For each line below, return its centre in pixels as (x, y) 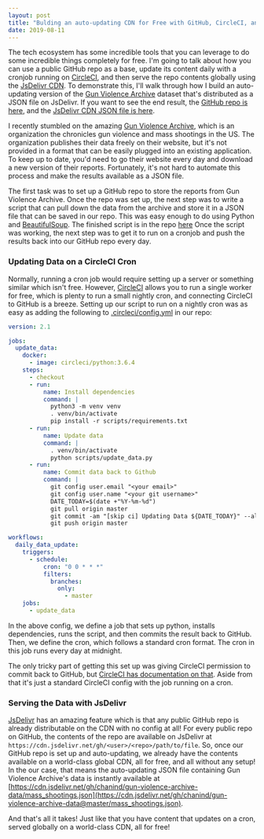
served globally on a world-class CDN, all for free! (89, 827)
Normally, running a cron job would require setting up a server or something (131, 279)
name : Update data (73, 436)
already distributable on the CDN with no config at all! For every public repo (130, 728)
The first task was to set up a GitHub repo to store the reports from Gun (124, 191)
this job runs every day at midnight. (65, 650)
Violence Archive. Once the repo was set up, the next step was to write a (126, 200)
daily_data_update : (47, 545)
